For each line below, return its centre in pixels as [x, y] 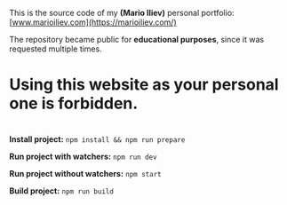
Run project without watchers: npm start [85, 174]
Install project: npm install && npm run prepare [97, 139]
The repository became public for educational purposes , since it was [137, 39]
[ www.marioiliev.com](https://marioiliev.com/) [93, 22]
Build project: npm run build [61, 191]
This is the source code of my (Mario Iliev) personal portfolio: [122, 13]
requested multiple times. [56, 49]
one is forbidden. [74, 103]
